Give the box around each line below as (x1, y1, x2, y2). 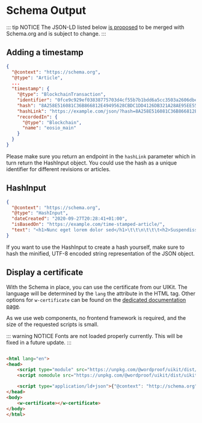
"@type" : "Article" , (11, 75, 63, 81)
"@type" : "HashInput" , (11, 210, 69, 216)
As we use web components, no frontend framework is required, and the (6, 314, 186, 321)
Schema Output (6, 4, 86, 17)
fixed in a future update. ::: (6, 339, 72, 346)
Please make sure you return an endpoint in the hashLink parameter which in (6, 152, 196, 160)
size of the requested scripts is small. (6, 321, 99, 328)
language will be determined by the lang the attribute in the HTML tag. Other (6, 290, 195, 297)
